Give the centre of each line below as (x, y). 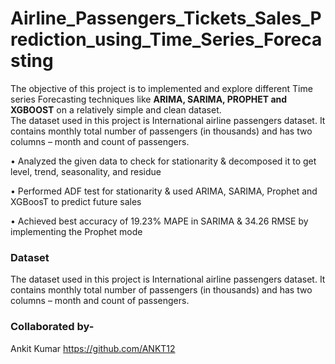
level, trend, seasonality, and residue (86, 171)
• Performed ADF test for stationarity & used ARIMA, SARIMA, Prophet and (164, 191)
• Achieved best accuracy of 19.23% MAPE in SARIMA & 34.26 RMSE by (159, 221)
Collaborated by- (52, 327)
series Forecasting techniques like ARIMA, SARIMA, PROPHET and (149, 99)
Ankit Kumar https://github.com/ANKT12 (93, 348)
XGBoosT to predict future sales (76, 201)
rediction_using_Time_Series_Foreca (166, 39)
